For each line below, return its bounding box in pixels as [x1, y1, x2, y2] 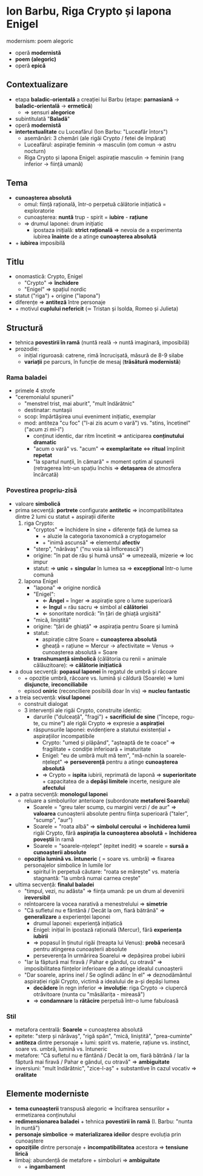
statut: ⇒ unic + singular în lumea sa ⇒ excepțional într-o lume [33, 564, 193, 572]
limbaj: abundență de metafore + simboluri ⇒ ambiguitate [15, 1156, 161, 1164]
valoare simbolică [15, 500, 61, 507]
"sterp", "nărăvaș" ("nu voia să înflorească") [33, 545, 144, 552]
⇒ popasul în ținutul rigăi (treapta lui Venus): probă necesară [33, 938, 185, 946]
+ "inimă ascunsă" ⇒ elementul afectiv [42, 539, 141, 546]
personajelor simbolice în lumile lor [24, 861, 111, 869]
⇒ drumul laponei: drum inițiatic [24, 220, 104, 227]
